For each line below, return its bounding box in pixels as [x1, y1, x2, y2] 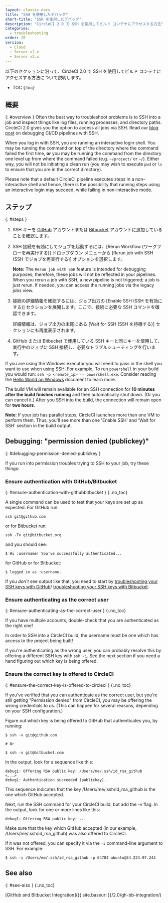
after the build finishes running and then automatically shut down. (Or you [5, 392, 160, 397]
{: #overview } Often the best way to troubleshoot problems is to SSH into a [5, 114, 161, 120]
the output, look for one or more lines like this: [5, 806, 100, 813]
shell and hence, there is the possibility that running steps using [28, 182, 160, 188]
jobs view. [12, 287, 34, 293]
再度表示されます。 [39, 327, 79, 333]
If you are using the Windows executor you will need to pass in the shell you [5, 361, 162, 366]
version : [5, 40, 24, 45]
